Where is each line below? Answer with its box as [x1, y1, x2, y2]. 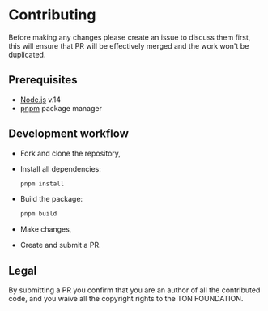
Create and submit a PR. [19, 241, 101, 250]
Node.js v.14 [19, 95, 62, 104]
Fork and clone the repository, [19, 148, 121, 158]
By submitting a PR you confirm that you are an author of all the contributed [8, 285, 261, 295]
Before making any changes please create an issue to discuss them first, [8, 32, 251, 42]
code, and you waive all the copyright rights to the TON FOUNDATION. [8, 294, 244, 304]
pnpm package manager [19, 103, 103, 113]
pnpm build [19, 210, 57, 218]
